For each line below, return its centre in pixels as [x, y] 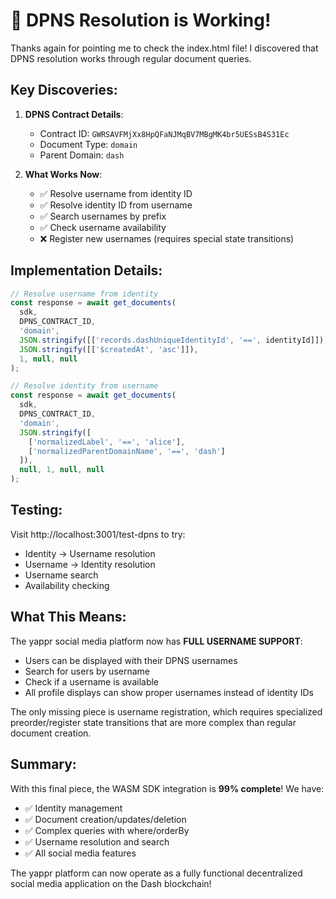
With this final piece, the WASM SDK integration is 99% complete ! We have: [167, 788]
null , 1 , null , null [62, 470]
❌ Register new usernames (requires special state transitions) [167, 238]
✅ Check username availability [103, 227]
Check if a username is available [92, 681]
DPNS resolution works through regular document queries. [131, 58]
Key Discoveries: [64, 90]
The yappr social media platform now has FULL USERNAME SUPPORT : [156, 641]
